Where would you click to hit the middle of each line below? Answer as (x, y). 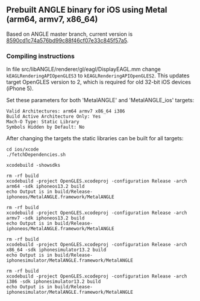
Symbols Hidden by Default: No (45, 127)
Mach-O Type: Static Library (43, 122)
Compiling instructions (41, 56)
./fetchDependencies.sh (36, 155)
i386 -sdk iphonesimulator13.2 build (54, 282)
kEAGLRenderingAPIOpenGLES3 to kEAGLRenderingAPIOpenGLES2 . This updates (98, 76)
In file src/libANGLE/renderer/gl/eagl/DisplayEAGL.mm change (83, 70)
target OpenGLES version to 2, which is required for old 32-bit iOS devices (99, 82)
